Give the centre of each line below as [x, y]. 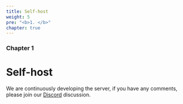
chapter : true [23, 28]
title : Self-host [27, 11]
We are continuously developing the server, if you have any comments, [92, 89]
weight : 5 [18, 17]
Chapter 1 [20, 48]
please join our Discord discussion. [48, 95]
